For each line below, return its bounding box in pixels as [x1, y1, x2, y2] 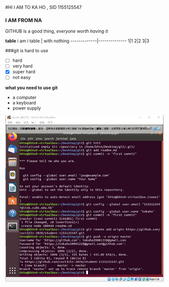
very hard [12, 63, 33, 69]
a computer [12, 94, 37, 100]
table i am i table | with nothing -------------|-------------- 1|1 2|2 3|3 [5, 38, 149, 44]
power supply [12, 105, 41, 111]
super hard [12, 69, 36, 75]
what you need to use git [5, 84, 58, 90]
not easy [12, 74, 31, 80]
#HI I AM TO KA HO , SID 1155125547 [5, 5, 82, 10]
